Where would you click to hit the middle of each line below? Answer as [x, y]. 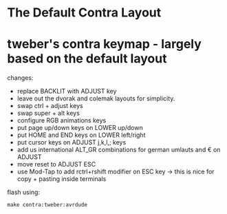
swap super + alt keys [48, 113]
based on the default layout [87, 59]
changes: [20, 78]
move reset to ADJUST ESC [56, 164]
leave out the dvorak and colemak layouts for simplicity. [96, 98]
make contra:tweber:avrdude [47, 205]
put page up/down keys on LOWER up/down [80, 128]
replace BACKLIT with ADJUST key [67, 92]
